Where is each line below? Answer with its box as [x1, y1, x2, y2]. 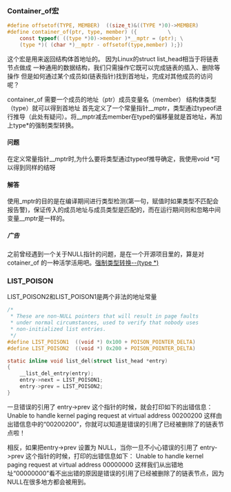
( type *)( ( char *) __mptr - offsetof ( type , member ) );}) [19, 41, 184, 48]
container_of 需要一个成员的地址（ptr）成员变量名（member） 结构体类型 [7, 95, 217, 103]
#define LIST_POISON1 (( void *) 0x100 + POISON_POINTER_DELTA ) [7, 338, 196, 345]
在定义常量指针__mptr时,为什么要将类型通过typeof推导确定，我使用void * [7, 155, 214, 163]
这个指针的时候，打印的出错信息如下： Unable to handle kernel [25, 451, 204, 460]
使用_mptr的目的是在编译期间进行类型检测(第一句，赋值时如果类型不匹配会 [7, 197, 219, 205]
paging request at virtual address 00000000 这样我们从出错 [7, 460, 178, 469]
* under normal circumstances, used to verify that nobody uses [10, 319, 199, 327]
